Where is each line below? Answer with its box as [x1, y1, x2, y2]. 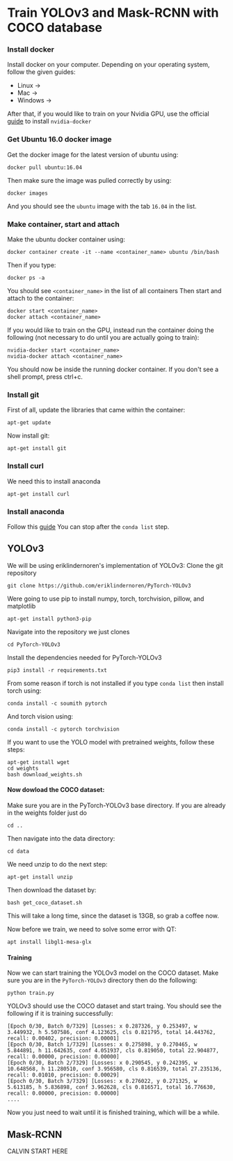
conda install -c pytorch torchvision [7, 726, 120, 733]
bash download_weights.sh [7, 771, 82, 778]
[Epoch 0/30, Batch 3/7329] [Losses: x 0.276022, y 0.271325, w [7, 1078, 198, 1085]
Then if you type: [7, 261, 56, 269]
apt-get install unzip [7, 874, 73, 881]
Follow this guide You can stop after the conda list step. [7, 522, 170, 531]
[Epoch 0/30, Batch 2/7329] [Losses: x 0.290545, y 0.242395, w [7, 1059, 198, 1067]
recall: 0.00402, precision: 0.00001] [7, 1035, 120, 1042]
